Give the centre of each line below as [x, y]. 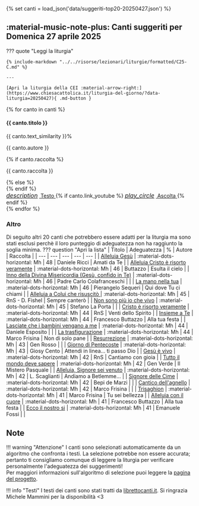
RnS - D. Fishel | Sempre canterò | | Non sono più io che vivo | [82, 301]
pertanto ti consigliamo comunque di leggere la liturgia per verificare [90, 460]
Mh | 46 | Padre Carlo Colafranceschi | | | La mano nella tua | [108, 282]
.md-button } [75, 98]
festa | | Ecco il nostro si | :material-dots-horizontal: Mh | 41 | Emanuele [93, 408]
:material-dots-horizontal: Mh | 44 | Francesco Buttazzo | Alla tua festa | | [96, 319]
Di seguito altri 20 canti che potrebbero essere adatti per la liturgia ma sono [99, 237]
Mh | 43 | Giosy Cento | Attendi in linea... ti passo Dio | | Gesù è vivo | [91, 351]
